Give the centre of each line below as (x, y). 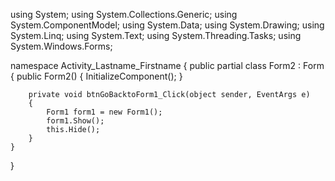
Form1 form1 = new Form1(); (104, 112)
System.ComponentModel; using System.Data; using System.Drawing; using (167, 25)
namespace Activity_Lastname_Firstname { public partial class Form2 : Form (167, 65)
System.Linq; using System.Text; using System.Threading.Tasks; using (156, 35)
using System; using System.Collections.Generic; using (124, 14)
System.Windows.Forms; (61, 46)
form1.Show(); (75, 121)
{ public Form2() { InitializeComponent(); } (96, 76)
